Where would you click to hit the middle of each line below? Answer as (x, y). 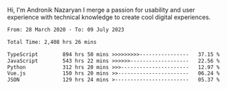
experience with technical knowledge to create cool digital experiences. (109, 17)
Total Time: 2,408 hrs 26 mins (52, 42)
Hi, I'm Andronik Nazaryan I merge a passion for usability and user (101, 10)
